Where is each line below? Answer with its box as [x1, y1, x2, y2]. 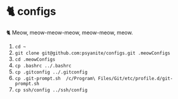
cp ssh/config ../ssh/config [14, 87, 88, 93]
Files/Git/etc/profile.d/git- [97, 75, 173, 81]
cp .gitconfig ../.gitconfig [14, 69, 88, 75]
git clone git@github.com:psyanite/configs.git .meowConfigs [14, 50, 171, 56]
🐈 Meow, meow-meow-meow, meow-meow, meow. [6, 29, 133, 36]
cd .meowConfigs [14, 56, 56, 63]
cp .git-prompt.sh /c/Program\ [14, 75, 96, 81]
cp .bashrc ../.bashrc [14, 63, 72, 69]
